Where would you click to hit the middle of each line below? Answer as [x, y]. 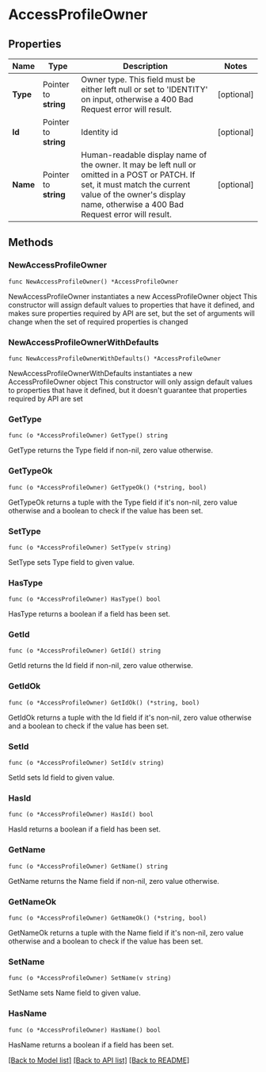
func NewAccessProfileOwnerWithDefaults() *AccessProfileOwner [115, 359]
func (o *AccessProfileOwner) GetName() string [88, 866]
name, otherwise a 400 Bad [133, 204]
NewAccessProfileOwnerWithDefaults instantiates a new [100, 373]
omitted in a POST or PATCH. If [138, 175]
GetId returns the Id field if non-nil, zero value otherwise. [101, 666]
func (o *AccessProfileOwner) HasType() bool [84, 599]
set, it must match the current [136, 184]
